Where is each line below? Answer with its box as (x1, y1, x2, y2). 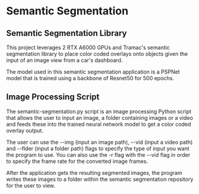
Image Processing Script (6, 92, 100, 102)
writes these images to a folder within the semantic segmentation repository (6, 175, 194, 183)
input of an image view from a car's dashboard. (6, 57, 123, 63)
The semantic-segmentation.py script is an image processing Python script (6, 108, 192, 115)
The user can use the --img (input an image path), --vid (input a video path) (6, 138, 193, 145)
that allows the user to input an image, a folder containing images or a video (6, 114, 193, 121)
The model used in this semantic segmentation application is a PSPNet (6, 68, 180, 75)
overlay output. (6, 127, 44, 134)
